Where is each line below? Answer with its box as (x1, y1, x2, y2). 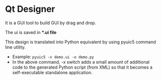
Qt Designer (5, 3, 56, 15)
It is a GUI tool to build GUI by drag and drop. (5, 20, 97, 26)
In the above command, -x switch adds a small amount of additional (12, 59, 150, 65)
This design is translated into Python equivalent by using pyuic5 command (5, 39, 156, 45)
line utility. (5, 44, 26, 50)
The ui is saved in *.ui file (5, 29, 57, 35)
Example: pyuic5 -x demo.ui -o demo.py (12, 53, 95, 60)
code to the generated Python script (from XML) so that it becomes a (12, 64, 153, 70)
